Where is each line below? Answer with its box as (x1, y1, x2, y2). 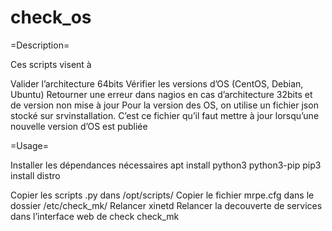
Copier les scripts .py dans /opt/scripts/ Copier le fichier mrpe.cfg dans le (10, 189, 315, 201)
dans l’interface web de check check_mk (10, 210, 180, 222)
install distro (10, 169, 61, 181)
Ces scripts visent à (10, 58, 92, 70)
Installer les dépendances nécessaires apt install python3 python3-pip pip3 (10, 159, 322, 171)
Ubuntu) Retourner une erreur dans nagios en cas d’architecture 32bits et (10, 88, 313, 100)
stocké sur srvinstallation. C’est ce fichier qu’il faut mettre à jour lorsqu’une (10, 109, 320, 121)
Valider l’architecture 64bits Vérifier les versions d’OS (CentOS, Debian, (10, 77, 304, 90)
